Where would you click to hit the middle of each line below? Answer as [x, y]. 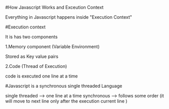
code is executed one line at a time [42, 76]
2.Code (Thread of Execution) [36, 66]
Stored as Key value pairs [32, 56]
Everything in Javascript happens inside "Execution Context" [69, 17]
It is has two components [32, 37]
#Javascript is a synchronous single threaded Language [64, 86]
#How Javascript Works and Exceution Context [54, 7]
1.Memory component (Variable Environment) [52, 47]
